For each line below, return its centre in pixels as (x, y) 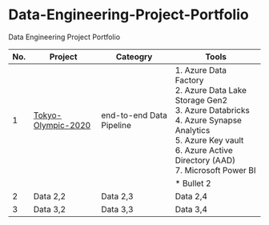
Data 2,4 (191, 196)
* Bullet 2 (193, 183)
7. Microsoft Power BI (215, 170)
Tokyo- (48, 115)
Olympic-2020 (62, 125)
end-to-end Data (134, 115)
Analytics (193, 130)
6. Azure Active (204, 150)
